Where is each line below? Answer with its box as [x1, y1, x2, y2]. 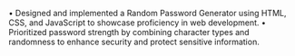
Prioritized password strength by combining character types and [8, 27, 251, 37]
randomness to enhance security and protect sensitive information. [8, 36, 260, 47]
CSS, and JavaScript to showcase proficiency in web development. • [8, 17, 267, 28]
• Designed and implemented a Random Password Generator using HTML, [8, 8, 287, 18]
